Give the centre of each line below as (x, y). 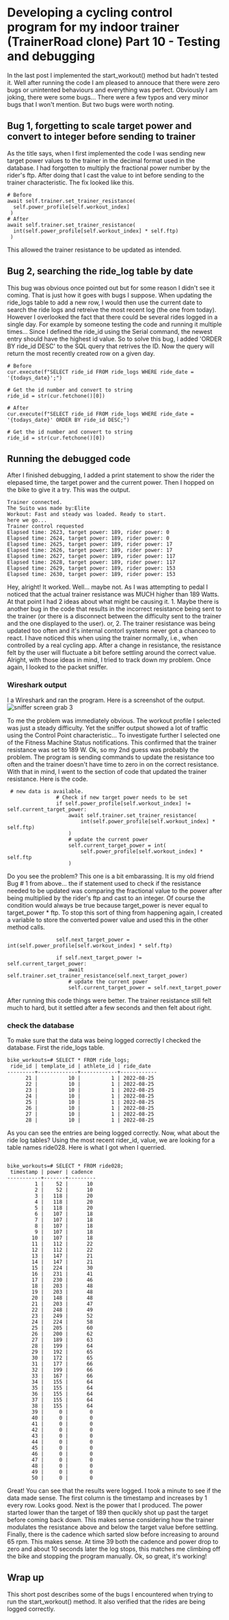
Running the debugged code (69, 458)
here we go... (27, 520)
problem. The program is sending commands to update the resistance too (111, 757)
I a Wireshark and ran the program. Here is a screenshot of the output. (106, 700)
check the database (41, 1025)
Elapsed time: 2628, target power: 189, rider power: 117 (91, 563)
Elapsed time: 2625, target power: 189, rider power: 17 (90, 544)
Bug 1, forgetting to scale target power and (99, 126)
